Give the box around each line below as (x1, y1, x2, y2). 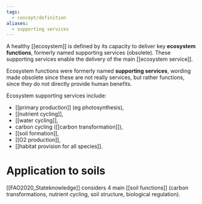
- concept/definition (12, 15, 67, 21)
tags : (6, 9, 20, 15)
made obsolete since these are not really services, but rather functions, (6, 74, 185, 81)
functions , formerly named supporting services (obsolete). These (6, 49, 171, 57)
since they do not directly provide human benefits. (6, 80, 132, 88)
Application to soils (6, 164, 106, 178)
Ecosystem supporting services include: (6, 92, 107, 99)
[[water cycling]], (15, 117, 59, 124)
